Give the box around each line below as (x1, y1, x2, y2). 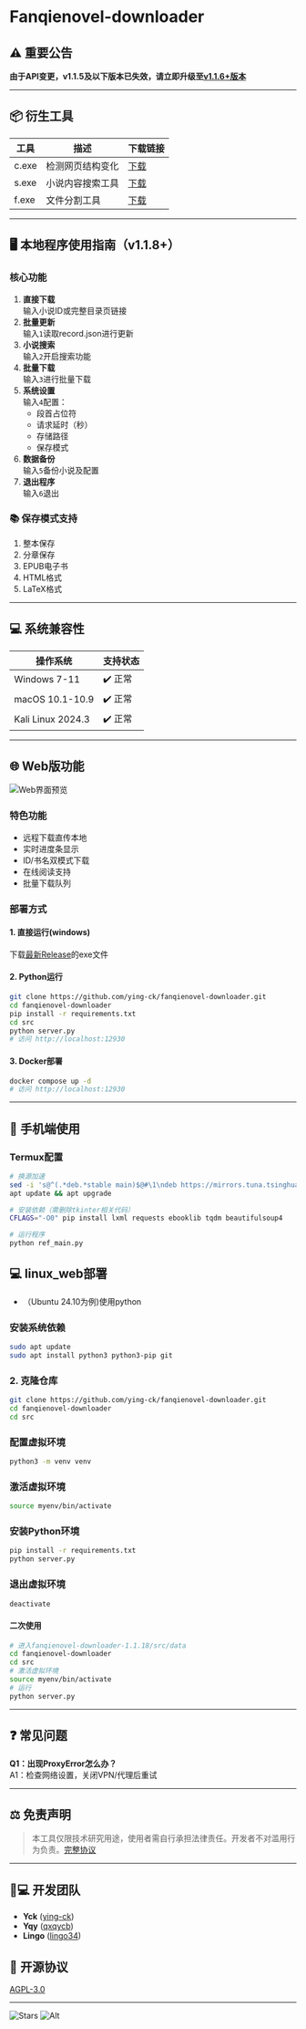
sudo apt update (9, 1343, 71, 1352)
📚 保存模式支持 (9, 513, 78, 525)
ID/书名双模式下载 (22, 855, 90, 866)
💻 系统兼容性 (9, 621, 85, 637)
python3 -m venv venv (9, 1457, 92, 1466)
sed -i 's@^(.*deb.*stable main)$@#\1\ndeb (9, 1180, 178, 1190)
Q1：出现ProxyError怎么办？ (9, 1758, 117, 1769)
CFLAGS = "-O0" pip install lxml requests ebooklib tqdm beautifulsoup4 (9, 1213, 283, 1223)
